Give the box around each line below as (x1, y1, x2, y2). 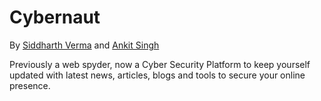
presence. (9, 79, 51, 91)
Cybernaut (9, 6, 101, 29)
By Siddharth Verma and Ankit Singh (9, 39, 160, 51)
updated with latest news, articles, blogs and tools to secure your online (9, 69, 306, 81)
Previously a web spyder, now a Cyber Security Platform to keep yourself (9, 58, 311, 70)
